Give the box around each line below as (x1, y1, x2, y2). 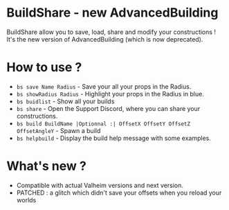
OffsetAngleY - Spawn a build (16, 126, 101, 134)
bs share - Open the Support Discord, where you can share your (16, 104, 201, 112)
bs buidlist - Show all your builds (16, 97, 115, 105)
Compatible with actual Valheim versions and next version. (16, 181, 184, 189)
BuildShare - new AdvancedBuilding (6, 5, 219, 21)
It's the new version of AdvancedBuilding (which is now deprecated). (6, 35, 203, 43)
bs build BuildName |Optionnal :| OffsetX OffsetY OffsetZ (16, 120, 191, 128)
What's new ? (6, 158, 87, 174)
